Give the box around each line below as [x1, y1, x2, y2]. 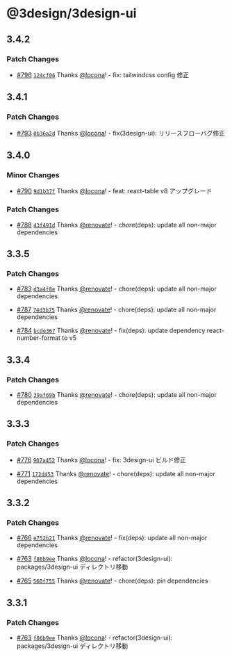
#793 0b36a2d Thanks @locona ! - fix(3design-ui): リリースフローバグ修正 [16, 129, 226, 137]
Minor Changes [6, 170, 60, 179]
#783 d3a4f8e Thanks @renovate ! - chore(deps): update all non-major [16, 284, 217, 293]
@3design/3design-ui [6, 6, 137, 22]
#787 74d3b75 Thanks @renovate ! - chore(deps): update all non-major [16, 305, 217, 314]
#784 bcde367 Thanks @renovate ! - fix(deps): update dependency [16, 326, 206, 335]
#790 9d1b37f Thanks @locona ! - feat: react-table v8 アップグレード [16, 187, 213, 195]
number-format [16, 334, 60, 342]
